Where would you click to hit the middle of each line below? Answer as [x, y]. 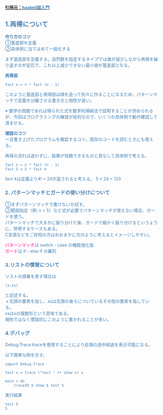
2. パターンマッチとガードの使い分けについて [57, 193]
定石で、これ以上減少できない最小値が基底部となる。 [79, 65]
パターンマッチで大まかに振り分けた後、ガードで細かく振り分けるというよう [81, 222]
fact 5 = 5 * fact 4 [26, 169]
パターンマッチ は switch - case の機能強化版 [49, 245]
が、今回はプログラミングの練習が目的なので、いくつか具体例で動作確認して [81, 117]
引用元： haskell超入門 [27, 7]
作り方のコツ [18, 37]
